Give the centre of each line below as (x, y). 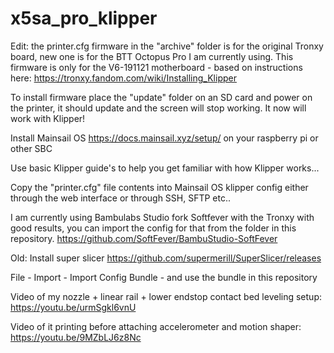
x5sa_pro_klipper (84, 18)
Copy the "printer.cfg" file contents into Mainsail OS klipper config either (159, 187)
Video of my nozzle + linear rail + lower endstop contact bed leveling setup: (166, 296)
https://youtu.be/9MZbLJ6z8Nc (76, 337)
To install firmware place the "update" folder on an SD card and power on (161, 97)
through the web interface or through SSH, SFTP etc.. (121, 198)
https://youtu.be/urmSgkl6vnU (73, 307)
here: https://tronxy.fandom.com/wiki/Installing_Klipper (123, 78)
